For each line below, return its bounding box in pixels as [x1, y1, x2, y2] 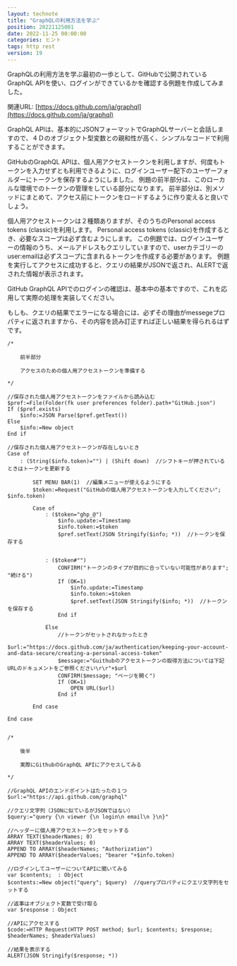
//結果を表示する [7, 946, 51, 953]
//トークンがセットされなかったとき [57, 631, 149, 638]
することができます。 [7, 142, 69, 151]
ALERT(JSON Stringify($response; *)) [7, 952, 119, 959]
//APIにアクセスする [7, 919, 60, 927]
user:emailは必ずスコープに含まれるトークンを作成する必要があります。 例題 [7, 252, 230, 260]
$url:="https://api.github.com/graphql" [7, 793, 128, 800]
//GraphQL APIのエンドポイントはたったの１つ [7, 787, 128, 794]
